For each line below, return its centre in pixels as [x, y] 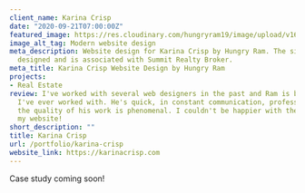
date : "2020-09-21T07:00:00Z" [67, 26]
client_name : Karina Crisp [60, 18]
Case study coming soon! [57, 179]
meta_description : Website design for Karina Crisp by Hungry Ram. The [148, 52]
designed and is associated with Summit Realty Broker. [125, 60]
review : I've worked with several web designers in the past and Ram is [150, 93]
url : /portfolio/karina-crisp [67, 144]
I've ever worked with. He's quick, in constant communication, [142, 102]
